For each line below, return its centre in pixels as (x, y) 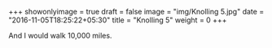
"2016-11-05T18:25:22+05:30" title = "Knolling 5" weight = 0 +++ (118, 20)
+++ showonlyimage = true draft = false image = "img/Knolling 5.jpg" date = (136, 12)
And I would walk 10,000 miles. (60, 36)
